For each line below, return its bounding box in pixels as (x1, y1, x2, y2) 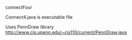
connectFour (5, 5, 32, 10)
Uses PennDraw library (5, 24, 54, 30)
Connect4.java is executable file (5, 14, 73, 20)
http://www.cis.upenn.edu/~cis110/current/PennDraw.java (5, 29, 127, 35)
